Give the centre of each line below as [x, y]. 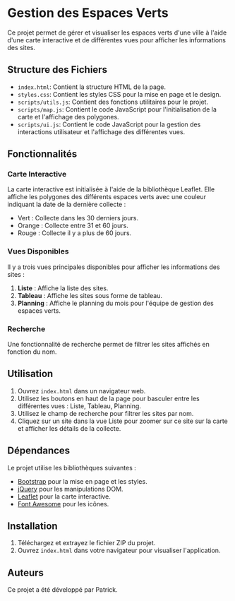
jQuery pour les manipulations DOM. [70, 489]
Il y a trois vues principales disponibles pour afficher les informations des [114, 267]
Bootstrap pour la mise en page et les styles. [82, 481]
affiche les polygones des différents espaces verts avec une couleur [107, 197]
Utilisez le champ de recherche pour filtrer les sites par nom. [106, 413]
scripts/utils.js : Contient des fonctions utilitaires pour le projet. [113, 102]
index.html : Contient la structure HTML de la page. [92, 87]
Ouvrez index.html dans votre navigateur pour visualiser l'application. [119, 551]
